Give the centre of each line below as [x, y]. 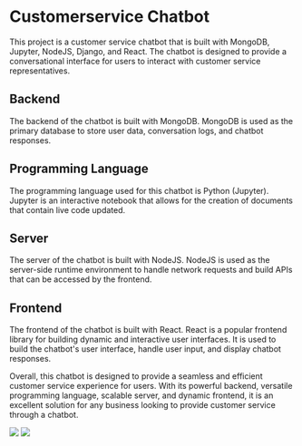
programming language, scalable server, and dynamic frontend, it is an [141, 395]
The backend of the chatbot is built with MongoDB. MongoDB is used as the [151, 121]
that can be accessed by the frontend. [81, 279]
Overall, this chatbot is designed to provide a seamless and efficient [136, 376]
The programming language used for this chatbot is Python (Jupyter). [139, 190]
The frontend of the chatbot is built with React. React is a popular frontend [148, 330]
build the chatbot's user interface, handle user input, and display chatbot [145, 349]
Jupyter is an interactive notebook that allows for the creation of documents [151, 200]
